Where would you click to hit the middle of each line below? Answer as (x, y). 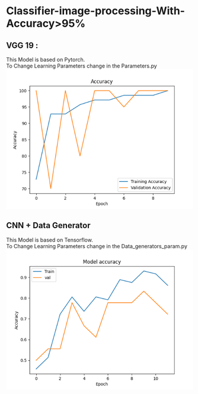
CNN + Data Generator (48, 225)
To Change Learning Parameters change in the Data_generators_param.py (97, 246)
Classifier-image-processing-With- (96, 11)
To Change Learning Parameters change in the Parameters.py (82, 66)
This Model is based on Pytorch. (46, 60)
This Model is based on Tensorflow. (49, 240)
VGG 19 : (22, 45)
